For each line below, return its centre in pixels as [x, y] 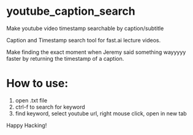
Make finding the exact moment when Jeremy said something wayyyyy [96, 52]
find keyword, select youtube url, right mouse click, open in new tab [101, 113]
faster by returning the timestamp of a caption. [65, 58]
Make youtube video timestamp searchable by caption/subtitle [85, 28]
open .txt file [31, 100]
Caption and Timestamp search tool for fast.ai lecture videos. [84, 40]
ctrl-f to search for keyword [50, 107]
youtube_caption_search [71, 11]
